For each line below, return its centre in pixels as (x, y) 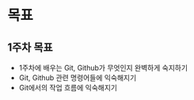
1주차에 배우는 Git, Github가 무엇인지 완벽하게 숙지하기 (103, 68)
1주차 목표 (30, 47)
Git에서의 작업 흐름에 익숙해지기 (68, 88)
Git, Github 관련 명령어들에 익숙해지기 (78, 78)
